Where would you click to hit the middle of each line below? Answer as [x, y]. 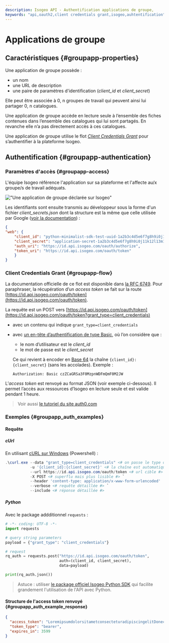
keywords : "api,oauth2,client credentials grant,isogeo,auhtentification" [85, 15]
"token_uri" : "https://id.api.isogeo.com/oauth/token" [73, 251]
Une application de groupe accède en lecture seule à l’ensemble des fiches [83, 115]
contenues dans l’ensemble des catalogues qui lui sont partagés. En [76, 121]
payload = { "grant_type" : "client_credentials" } [57, 542]
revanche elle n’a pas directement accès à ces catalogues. [66, 126]
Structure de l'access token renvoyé [44, 601]
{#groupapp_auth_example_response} [47, 606]
